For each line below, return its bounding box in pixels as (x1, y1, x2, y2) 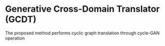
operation (5, 35, 25, 41)
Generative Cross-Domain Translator (5, 3, 160, 15)
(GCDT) (5, 14, 37, 25)
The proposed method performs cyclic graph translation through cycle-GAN (5, 30, 160, 36)
